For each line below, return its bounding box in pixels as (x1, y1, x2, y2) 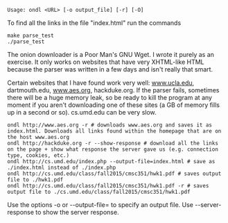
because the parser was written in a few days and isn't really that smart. (7, 65, 213, 73)
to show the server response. (35, 208, 119, 216)
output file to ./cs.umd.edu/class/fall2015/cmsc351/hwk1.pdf (7, 188, 191, 195)
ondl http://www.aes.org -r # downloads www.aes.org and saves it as (7, 122, 213, 129)
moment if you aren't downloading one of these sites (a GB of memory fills (7, 101, 220, 109)
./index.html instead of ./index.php (7, 164, 116, 171)
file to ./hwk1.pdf (7, 176, 64, 183)
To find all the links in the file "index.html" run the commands (7, 19, 182, 27)
